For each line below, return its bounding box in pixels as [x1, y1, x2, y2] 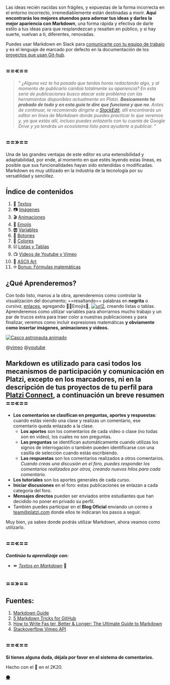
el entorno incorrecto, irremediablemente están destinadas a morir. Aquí [6, 10, 156, 16]
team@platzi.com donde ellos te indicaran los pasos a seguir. [13, 509, 141, 515]
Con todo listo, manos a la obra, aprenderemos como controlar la [6, 293, 141, 299]
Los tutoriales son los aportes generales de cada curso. [13, 477, 131, 483]
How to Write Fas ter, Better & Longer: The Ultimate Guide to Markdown [13, 621, 162, 627]
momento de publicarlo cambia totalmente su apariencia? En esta [18, 85, 156, 91]
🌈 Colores [13, 238, 34, 244]
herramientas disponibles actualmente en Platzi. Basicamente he [18, 96, 156, 102]
